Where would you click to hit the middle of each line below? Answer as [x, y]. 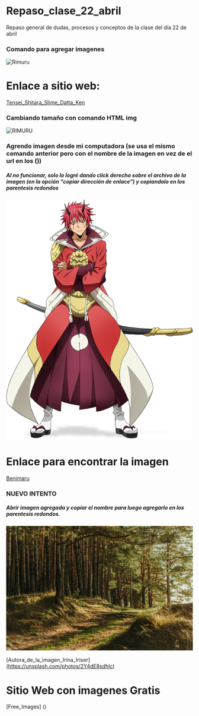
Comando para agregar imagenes [55, 49]
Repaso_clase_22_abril [64, 11]
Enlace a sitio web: [53, 86]
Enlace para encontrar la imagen [87, 462]
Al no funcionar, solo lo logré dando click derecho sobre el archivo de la [96, 175]
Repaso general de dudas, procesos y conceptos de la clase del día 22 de [97, 27]
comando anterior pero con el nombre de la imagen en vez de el [99, 154]
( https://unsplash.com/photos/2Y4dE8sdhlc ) [60, 666]
